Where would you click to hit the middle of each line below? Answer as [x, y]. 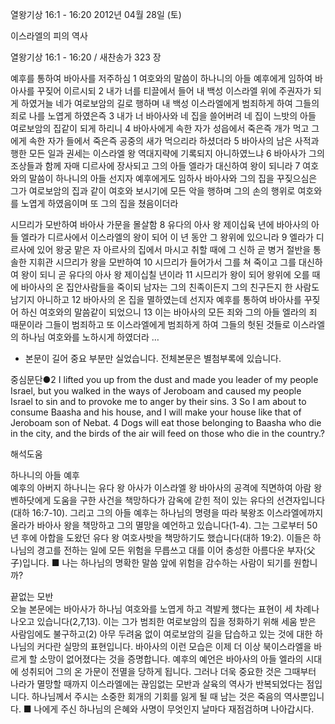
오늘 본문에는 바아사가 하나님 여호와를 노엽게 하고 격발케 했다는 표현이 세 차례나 [165, 609]
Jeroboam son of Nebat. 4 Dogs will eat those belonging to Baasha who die [166, 422]
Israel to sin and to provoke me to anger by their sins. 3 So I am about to [158, 401]
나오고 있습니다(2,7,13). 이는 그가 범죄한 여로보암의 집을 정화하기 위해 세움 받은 [163, 621]
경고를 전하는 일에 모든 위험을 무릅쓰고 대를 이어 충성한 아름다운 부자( [171, 550]
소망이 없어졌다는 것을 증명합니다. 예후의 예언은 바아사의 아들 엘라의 [171, 659]
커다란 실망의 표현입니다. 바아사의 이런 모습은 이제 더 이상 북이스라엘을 [174, 646]
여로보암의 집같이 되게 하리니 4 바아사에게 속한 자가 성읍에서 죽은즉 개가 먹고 [160, 128]
